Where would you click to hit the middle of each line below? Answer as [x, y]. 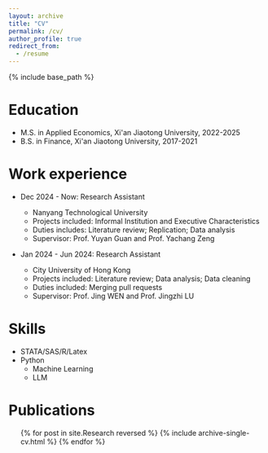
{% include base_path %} [51, 77]
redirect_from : [34, 46]
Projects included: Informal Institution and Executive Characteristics [146, 221]
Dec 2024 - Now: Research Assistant [82, 196]
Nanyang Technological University [90, 212]
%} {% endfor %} [76, 442]
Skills [27, 329]
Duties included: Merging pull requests [97, 287]
